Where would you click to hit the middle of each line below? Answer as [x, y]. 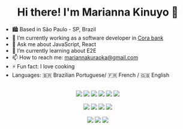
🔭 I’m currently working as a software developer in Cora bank [88, 38]
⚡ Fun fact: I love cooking [43, 66]
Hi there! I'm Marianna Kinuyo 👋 [98, 12]
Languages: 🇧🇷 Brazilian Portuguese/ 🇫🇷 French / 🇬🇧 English [91, 75]
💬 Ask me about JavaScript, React [54, 44]
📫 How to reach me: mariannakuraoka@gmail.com [75, 57]
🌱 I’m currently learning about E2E [54, 50]
